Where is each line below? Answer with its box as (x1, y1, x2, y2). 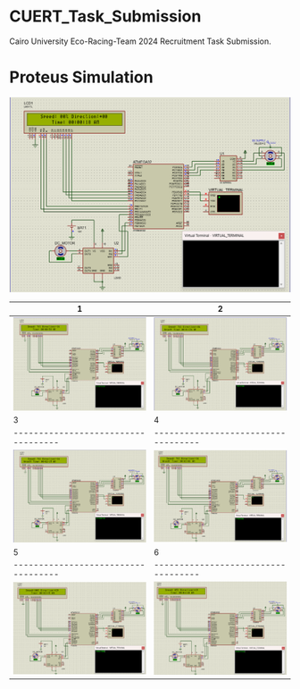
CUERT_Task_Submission (9, 6, 202, 27)
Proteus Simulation (9, 67, 154, 88)
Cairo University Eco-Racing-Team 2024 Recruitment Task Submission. (9, 36, 272, 46)
